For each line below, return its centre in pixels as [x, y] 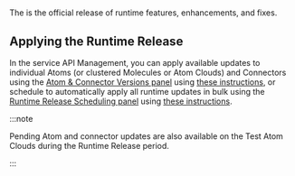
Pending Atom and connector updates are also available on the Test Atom [146, 136]
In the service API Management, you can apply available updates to [135, 63]
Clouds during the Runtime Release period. [90, 146]
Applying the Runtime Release [96, 41]
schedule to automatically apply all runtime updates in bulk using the [137, 92]
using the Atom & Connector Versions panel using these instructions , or [143, 82]
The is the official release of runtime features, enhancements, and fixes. [143, 13]
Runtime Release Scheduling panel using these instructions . [121, 101]
